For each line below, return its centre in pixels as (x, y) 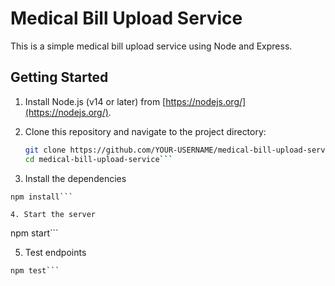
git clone (45, 150)
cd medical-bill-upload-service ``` (99, 159)
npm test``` (35, 270)
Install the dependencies (75, 178)
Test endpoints (55, 252)
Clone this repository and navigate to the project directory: (145, 131)
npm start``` (34, 233)
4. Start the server (53, 214)
